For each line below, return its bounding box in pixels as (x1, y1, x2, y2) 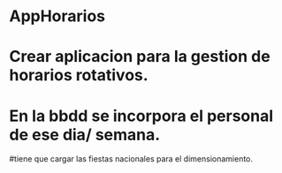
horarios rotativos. (9, 65, 149, 86)
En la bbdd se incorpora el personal (9, 106, 274, 125)
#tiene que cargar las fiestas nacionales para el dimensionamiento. (9, 154, 254, 164)
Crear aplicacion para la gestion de (9, 47, 271, 67)
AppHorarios (9, 6, 106, 26)
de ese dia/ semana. (9, 124, 161, 145)
